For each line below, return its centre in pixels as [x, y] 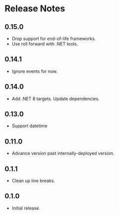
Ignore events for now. [35, 71]
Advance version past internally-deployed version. [63, 153]
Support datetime [30, 126]
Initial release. [26, 208]
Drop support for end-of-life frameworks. [54, 38]
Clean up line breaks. [33, 181]
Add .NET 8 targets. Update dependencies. [56, 99]
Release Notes [35, 9]
